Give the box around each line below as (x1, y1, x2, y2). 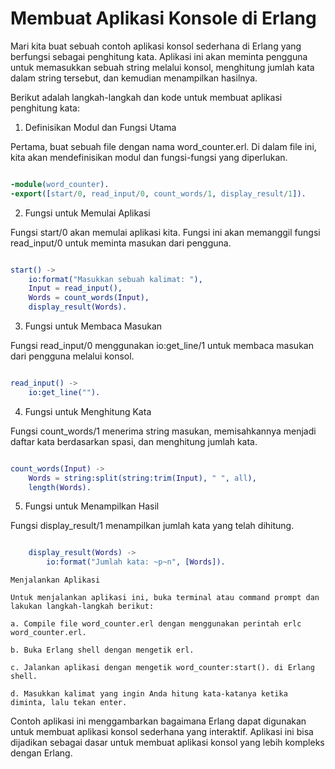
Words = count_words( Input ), (28, 293, 150, 303)
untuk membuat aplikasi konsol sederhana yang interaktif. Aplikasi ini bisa (10, 726, 314, 738)
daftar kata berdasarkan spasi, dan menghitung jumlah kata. (10, 435, 258, 447)
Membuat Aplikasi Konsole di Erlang (10, 7, 317, 30)
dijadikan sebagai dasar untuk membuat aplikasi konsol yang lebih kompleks (10, 737, 325, 749)
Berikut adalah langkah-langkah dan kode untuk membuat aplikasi (10, 91, 283, 103)
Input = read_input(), (28, 283, 123, 294)
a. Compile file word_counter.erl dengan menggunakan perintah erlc (10, 619, 302, 629)
